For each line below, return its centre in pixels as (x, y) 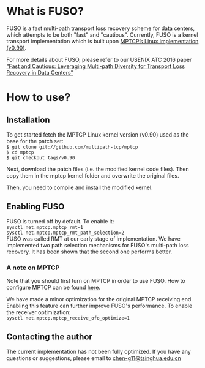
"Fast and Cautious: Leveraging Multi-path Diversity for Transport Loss (96, 66)
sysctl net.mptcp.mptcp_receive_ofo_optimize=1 (68, 318)
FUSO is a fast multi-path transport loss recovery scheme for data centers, (100, 28)
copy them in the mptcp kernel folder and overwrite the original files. (93, 175)
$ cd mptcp (20, 152)
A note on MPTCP (33, 268)
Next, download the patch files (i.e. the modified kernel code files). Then (98, 169)
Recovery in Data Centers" (40, 72)
